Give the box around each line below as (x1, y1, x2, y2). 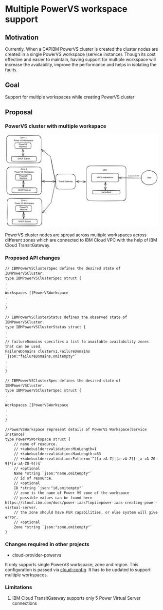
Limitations (5, 584, 33, 591)
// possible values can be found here (14, 495, 92, 501)
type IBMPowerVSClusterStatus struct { (5, 325, 86, 330)
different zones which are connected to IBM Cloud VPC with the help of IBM (5, 237, 157, 243)
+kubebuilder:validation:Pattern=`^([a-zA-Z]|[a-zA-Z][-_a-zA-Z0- (20, 456, 158, 462)
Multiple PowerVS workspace (5, 3, 127, 15)
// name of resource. (14, 442, 57, 447)
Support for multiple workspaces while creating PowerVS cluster (5, 94, 135, 100)
